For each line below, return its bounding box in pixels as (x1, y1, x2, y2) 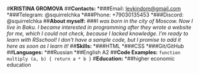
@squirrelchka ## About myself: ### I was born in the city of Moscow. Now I (6, 18, 193, 24)
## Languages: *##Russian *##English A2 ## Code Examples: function (6, 49, 181, 55)
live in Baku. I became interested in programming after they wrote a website (6, 24, 191, 31)
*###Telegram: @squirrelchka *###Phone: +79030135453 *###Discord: (6, 11, 184, 18)
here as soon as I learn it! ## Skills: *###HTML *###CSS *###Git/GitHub (6, 42, 184, 49)
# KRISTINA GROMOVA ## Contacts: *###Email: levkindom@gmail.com (6, 5, 181, 12)
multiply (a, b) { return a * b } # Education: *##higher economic (6, 55, 175, 62)
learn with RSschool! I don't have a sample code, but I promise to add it (6, 36, 181, 43)
